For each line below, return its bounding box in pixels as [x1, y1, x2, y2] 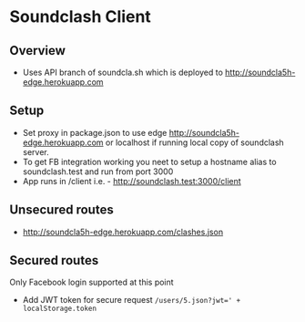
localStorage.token [22, 304, 97, 314]
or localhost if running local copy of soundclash [105, 137, 284, 148]
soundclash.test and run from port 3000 [22, 166, 174, 177]
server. [22, 146, 50, 157]
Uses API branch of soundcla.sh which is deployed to [22, 67, 223, 78]
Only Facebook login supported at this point [9, 276, 175, 288]
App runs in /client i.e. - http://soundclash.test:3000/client [22, 175, 241, 186]
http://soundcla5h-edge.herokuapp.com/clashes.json [22, 226, 224, 237]
